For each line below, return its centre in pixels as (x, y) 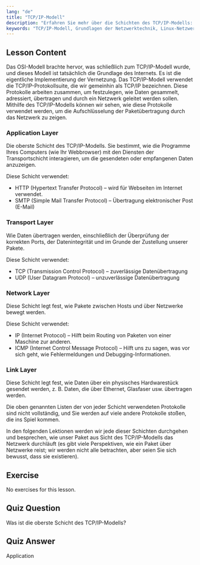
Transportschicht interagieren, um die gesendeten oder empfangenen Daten (100, 159)
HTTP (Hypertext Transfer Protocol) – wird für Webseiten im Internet (99, 188)
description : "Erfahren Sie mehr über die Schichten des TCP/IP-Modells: (100, 23)
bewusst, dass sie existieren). (43, 457)
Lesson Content (36, 52)
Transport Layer (30, 222)
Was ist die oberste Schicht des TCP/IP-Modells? (66, 523)
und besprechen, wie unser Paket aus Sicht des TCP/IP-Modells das (90, 437)
